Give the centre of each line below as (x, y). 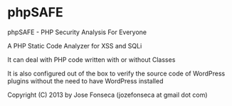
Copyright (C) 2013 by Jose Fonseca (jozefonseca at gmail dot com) (107, 95)
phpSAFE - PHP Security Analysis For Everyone (77, 32)
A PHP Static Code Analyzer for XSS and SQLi (75, 46)
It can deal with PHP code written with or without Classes (91, 59)
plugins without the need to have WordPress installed (85, 81)
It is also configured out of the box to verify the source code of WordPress (116, 73)
